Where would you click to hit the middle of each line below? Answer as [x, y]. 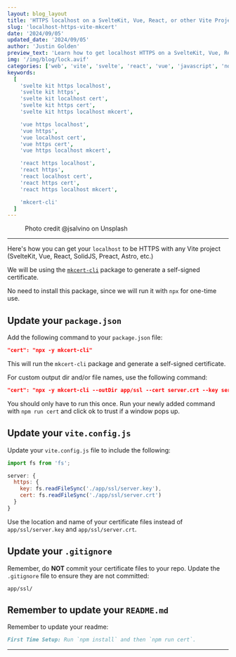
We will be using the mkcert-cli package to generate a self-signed [104, 270]
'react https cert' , [50, 183]
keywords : [22, 72]
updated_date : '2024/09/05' [48, 40]
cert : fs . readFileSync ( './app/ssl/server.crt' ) [91, 495]
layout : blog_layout [38, 14]
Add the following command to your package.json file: [85, 337]
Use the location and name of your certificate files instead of [95, 521]
